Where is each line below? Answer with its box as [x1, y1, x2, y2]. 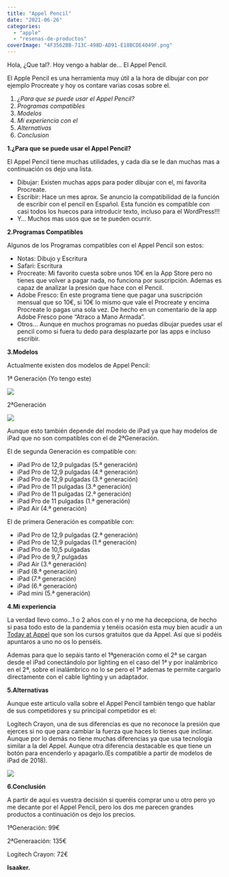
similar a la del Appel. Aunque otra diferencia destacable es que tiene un [7, 742, 212, 749]
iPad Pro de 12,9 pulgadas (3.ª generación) [16, 475, 138, 483]
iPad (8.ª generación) [16, 567, 77, 575]
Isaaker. [7, 863, 31, 872]
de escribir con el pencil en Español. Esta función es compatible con [16, 200, 210, 208]
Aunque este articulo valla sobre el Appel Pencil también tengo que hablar [7, 699, 216, 707]
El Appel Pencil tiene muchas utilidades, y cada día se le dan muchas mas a [7, 158, 220, 165]
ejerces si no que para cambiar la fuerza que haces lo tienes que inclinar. [7, 728, 213, 735]
